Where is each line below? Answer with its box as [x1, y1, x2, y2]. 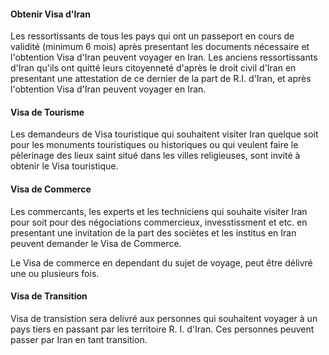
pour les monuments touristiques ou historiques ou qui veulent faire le [10, 139, 299, 151]
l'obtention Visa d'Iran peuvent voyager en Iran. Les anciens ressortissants [10, 51, 318, 64]
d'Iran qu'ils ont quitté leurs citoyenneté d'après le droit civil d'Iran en [10, 62, 297, 74]
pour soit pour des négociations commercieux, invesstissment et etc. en [10, 216, 308, 228]
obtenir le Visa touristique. [10, 160, 119, 172]
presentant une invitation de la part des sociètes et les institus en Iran [10, 226, 297, 239]
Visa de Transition [10, 290, 88, 302]
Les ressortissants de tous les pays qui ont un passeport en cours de [10, 30, 295, 42]
